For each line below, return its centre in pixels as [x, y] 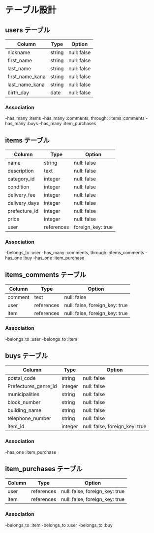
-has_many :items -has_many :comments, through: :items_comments [75, 118]
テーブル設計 [31, 10]
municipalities [24, 395]
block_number [24, 402]
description [21, 171]
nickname [19, 52]
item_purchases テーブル [44, 469]
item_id [16, 427]
